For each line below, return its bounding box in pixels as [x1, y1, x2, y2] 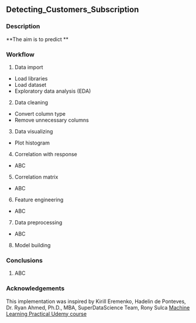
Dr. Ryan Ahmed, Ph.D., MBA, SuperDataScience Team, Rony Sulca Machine [6, 304, 190, 311]
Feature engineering [14, 196, 64, 203]
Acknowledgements [6, 284, 65, 292]
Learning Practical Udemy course [6, 310, 87, 317]
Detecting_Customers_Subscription [6, 5, 139, 15]
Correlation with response [14, 150, 77, 157]
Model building [14, 241, 51, 248]
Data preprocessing [14, 218, 63, 226]
